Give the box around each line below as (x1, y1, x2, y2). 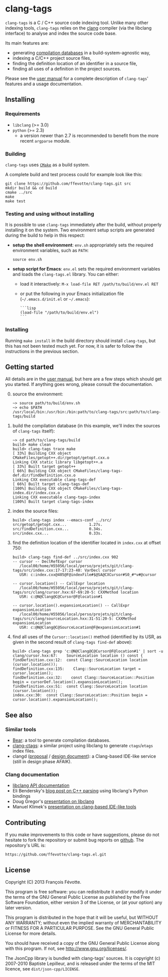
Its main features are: (5, 40, 49, 46)
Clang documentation (5, 771, 59, 778)
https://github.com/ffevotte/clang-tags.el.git (5, 852, 107, 857)
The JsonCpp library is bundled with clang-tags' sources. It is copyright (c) (5, 955, 160, 961)
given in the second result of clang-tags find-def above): (12, 639, 132, 645)
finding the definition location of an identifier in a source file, (12, 60, 137, 66)
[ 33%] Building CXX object (12, 451, 71, 456)
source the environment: (12, 391, 64, 397)
